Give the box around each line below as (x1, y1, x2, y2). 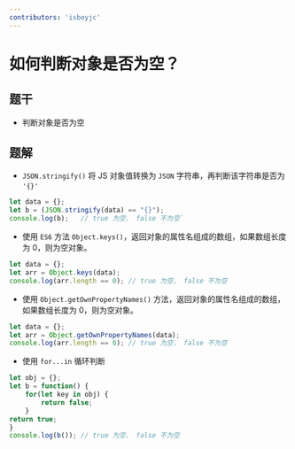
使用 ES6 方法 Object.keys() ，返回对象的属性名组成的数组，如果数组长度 (21, 231, 287, 242)
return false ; (41, 398, 93, 407)
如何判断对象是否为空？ (9, 54, 181, 74)
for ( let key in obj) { (25, 391, 109, 399)
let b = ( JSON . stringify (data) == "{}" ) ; (9, 205, 165, 215)
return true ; (9, 414, 58, 423)
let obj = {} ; (9, 374, 62, 383)
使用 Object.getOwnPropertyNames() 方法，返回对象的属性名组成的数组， (21, 293, 286, 304)
